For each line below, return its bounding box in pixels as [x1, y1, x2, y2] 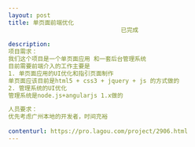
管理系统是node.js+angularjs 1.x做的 [8, 91, 123, 99]
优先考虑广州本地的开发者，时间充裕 [8, 113, 109, 121]
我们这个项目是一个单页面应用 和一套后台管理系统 [8, 56, 147, 63]
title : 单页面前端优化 [8, 19, 75, 27]
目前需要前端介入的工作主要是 [8, 63, 90, 70]
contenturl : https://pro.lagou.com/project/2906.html [8, 127, 189, 135]
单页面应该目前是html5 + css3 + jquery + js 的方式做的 [8, 77, 179, 84]
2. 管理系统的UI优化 [8, 84, 68, 92]
